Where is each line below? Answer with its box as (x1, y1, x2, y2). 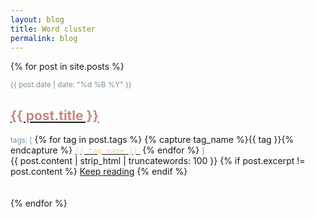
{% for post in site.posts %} (10, 61, 125, 73)
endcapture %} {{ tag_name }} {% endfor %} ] (10, 144, 205, 156)
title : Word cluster (10, 24, 97, 34)
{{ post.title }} (10, 107, 100, 124)
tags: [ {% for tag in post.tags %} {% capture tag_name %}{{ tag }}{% (10, 134, 295, 146)
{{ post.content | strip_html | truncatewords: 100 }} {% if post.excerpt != (10, 155, 306, 167)
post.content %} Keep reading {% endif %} (10, 166, 188, 178)
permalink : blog (10, 33, 78, 43)
